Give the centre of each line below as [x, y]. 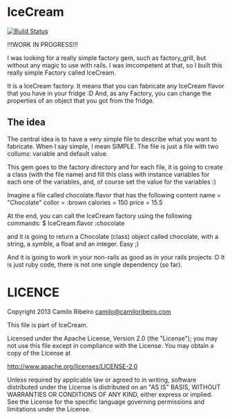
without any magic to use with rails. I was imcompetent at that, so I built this [115, 65]
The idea [27, 123]
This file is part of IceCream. [48, 324]
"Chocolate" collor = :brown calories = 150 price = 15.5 [85, 202]
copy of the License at [39, 353]
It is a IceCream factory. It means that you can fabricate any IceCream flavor [116, 86]
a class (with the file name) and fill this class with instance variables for [108, 174]
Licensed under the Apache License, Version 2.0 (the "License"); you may [113, 338]
